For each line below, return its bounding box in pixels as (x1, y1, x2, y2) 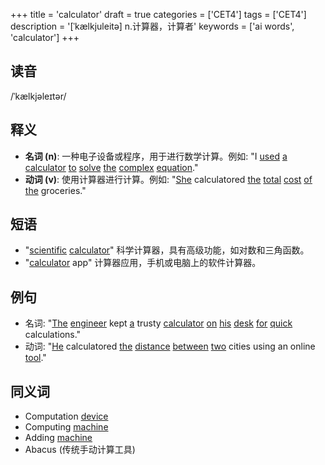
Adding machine (24, 432, 93, 444)
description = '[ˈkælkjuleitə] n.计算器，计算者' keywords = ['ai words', (10, 20, 295, 32)
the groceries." (24, 184, 87, 196)
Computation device (24, 410, 109, 423)
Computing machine (24, 421, 109, 433)
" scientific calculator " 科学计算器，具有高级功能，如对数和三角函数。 (24, 244, 310, 256)
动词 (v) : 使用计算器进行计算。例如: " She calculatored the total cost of (24, 173, 313, 185)
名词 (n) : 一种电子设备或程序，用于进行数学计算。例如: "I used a (24, 150, 288, 162)
